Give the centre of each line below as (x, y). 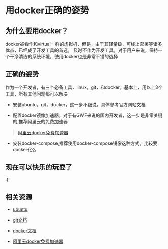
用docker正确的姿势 (47, 10)
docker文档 (24, 231)
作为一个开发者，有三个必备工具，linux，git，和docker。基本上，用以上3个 (84, 87)
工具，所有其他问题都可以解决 (36, 94)
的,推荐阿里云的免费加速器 (40, 121)
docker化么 (24, 149)
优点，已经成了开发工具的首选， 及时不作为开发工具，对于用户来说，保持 (82, 50)
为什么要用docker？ (37, 31)
